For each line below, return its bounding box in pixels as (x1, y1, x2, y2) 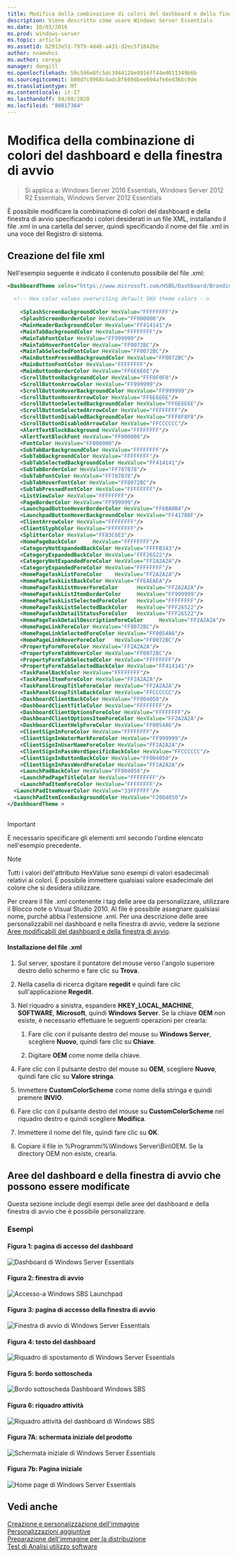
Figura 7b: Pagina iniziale (7, 1465, 83, 1473)
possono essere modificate (7, 1181, 130, 1193)
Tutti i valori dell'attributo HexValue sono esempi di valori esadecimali (7, 868, 209, 877)
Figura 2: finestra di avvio (7, 1274, 84, 1283)
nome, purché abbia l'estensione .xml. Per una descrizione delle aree (7, 911, 208, 921)
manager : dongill (7, 63, 59, 70)
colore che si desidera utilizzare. (7, 883, 102, 892)
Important (7, 820, 36, 828)
